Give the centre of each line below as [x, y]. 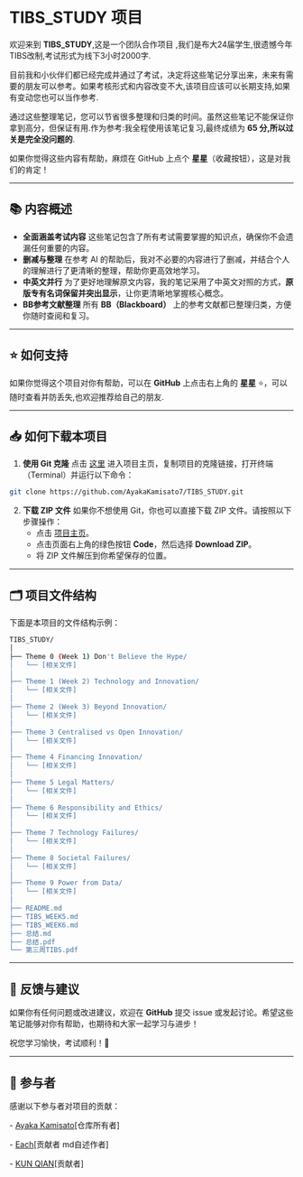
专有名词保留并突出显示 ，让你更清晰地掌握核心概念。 [129, 292]
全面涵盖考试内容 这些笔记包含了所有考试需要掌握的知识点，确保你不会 [154, 236]
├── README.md [36, 908]
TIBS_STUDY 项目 [76, 18]
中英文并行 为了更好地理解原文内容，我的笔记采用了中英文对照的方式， [154, 282]
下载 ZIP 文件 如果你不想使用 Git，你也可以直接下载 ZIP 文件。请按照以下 [157, 511]
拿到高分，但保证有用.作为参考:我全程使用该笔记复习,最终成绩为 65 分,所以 [147, 127]
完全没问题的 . [50, 139]
